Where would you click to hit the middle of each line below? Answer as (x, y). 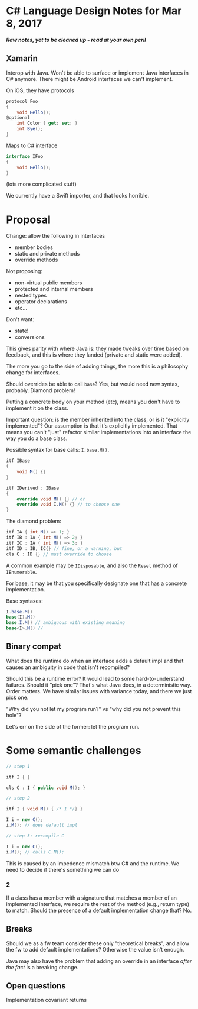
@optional (18, 118)
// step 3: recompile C (35, 836)
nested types (31, 295)
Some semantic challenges (74, 751)
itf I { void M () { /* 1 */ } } (44, 809)
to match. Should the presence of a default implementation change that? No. (99, 910)
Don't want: (20, 319)
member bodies (34, 247)
